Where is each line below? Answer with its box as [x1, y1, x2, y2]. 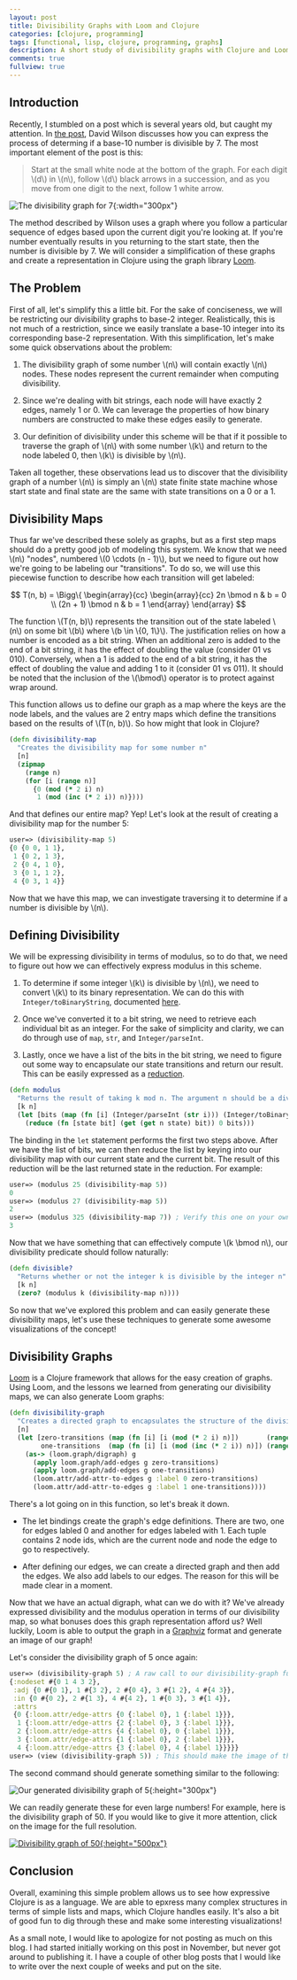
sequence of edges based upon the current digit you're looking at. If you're [9, 227, 284, 237]
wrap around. [9, 682, 58, 693]
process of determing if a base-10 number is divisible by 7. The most [9, 137, 259, 148]
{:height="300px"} [148, 1784, 217, 1795]
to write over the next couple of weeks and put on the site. [9, 1961, 222, 1971]
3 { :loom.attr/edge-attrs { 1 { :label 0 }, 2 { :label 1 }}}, [17, 1735, 236, 1744]
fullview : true [9, 63, 65, 72]
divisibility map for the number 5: [9, 819, 130, 829]
